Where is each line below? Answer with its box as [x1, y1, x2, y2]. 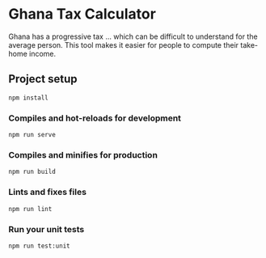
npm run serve [8, 131, 57, 139]
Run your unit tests [8, 223, 85, 235]
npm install [8, 94, 49, 102]
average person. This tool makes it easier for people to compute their [8, 40, 239, 49]
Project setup [8, 72, 78, 86]
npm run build [8, 167, 57, 176]
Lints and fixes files [8, 187, 87, 198]
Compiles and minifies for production [8, 149, 158, 160]
